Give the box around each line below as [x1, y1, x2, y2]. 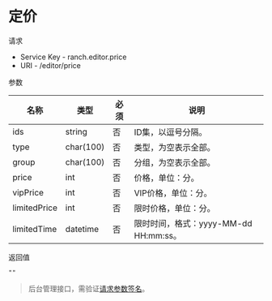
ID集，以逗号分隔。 [134, 127, 208, 138]
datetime [65, 223, 100, 234]
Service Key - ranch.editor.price [19, 52, 127, 62]
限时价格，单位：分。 [134, 202, 216, 213]
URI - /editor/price [19, 60, 81, 70]
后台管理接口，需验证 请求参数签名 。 [28, 283, 150, 293]
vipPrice [12, 187, 45, 198]
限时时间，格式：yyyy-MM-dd [134, 217, 253, 229]
